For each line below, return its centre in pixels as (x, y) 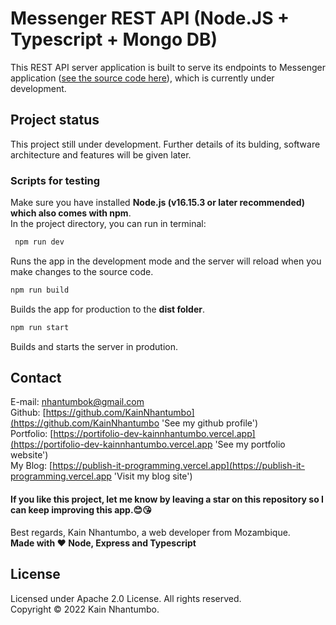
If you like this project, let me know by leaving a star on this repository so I (167, 499)
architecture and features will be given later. (101, 154)
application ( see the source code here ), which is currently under (142, 78)
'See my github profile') (210, 423)
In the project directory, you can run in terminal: (108, 224)
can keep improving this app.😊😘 (81, 510)
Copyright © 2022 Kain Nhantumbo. (85, 609)
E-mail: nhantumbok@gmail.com (77, 402)
